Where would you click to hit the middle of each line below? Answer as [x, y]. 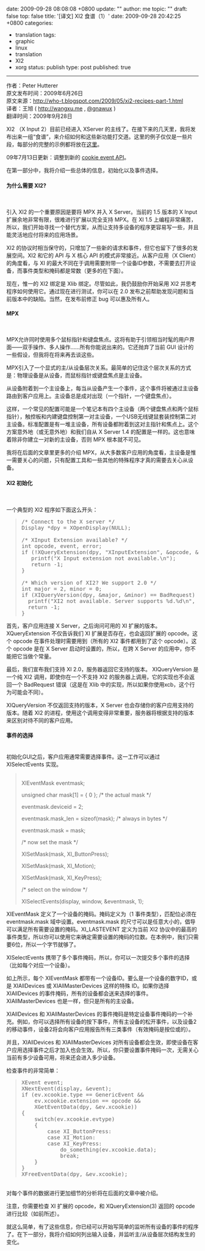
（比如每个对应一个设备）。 [40, 965]
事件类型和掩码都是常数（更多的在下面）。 [74, 271]
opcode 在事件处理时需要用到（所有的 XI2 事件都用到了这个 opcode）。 [102, 641]
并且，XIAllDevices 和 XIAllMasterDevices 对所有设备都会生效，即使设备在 [100, 1042]
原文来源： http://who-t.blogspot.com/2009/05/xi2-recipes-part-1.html [95, 101]
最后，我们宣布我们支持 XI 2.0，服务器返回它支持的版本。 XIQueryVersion [99, 669]
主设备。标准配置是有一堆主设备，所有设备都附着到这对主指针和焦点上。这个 [103, 425]
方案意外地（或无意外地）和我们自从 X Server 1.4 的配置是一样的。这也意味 [101, 432]
